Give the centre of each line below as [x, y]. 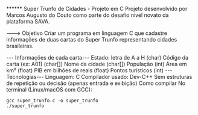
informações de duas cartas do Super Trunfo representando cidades [92, 39]
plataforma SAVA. [28, 21]
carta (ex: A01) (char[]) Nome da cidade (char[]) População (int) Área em [97, 64]
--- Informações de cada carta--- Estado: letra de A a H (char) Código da [97, 57]
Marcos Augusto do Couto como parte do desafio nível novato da [88, 15]
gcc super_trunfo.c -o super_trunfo [52, 101]
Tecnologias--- [25, 77]
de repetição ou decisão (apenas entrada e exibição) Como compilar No [96, 83]
